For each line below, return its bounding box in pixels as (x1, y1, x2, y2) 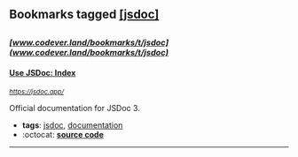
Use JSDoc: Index (9, 68, 76, 78)
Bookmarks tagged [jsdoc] (9, 7, 160, 22)
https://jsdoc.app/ (9, 87, 65, 96)
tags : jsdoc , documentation (21, 119, 123, 131)
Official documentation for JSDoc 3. (9, 102, 140, 113)
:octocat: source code (21, 129, 104, 139)
